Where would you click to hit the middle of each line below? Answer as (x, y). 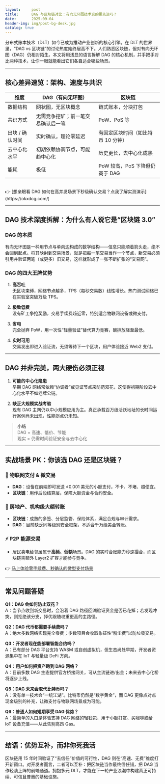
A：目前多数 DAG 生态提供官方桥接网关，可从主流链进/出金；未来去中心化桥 (82, 672)
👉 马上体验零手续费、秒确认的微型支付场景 (49, 568)
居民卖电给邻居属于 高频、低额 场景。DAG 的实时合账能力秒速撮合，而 (82, 552)
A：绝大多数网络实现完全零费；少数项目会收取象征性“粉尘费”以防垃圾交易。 (82, 633)
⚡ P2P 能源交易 (23, 539)
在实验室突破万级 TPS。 (36, 297)
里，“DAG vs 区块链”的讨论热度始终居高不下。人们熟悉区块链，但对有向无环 (82, 49)
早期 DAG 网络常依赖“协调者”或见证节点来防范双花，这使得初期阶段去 (82, 387)
